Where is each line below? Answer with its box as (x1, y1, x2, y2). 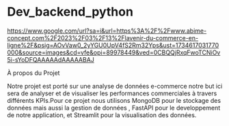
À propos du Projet (7, 69, 60, 77)
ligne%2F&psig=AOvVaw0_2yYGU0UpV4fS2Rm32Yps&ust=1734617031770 (7, 41, 219, 49)
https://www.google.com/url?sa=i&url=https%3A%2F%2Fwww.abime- (7, 27, 207, 35)
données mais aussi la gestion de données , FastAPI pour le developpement (7, 104, 221, 112)
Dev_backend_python (7, 4, 133, 20)
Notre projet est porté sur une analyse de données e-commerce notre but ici (7, 82, 223, 90)
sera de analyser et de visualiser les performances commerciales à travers (7, 89, 217, 97)
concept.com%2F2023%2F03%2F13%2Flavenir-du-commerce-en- (7, 33, 199, 42)
